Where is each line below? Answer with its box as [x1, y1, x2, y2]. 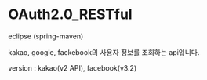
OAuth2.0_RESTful [8, 5, 133, 24]
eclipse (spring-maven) [8, 31, 84, 41]
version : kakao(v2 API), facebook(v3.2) [8, 63, 137, 72]
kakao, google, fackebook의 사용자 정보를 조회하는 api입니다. [8, 47, 200, 56]
